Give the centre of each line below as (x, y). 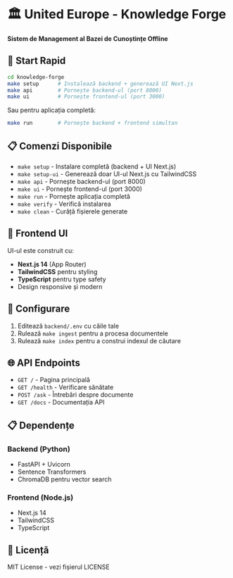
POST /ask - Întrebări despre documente (75, 395)
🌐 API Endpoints (44, 363)
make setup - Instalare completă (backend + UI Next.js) (97, 166)
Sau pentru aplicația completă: (52, 110)
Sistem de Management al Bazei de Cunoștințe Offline (88, 38)
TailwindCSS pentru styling (57, 271)
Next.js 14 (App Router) (52, 264)
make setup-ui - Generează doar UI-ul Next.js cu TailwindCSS (107, 173)
